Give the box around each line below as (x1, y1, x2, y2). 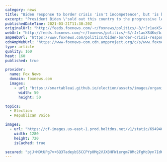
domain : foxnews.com (9, 77, 52, 81)
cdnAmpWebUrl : (5, 40, 35, 45)
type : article (5, 44, 35, 49)
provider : (5, 67, 26, 72)
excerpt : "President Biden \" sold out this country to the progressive (5, 16, 157, 21)
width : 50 (18, 90, 39, 95)
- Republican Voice (9, 113, 50, 118)
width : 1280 (14, 131, 39, 136)
